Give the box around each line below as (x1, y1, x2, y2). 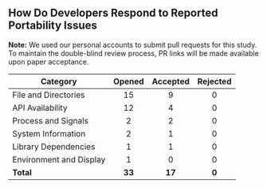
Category (40, 76, 77, 87)
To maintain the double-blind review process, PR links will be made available (8, 48, 259, 58)
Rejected (197, 76, 232, 87)
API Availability (12, 102, 68, 113)
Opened (112, 76, 145, 87)
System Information (12, 127, 86, 139)
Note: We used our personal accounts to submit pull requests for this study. (8, 40, 257, 49)
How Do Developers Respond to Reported (8, 6, 218, 20)
